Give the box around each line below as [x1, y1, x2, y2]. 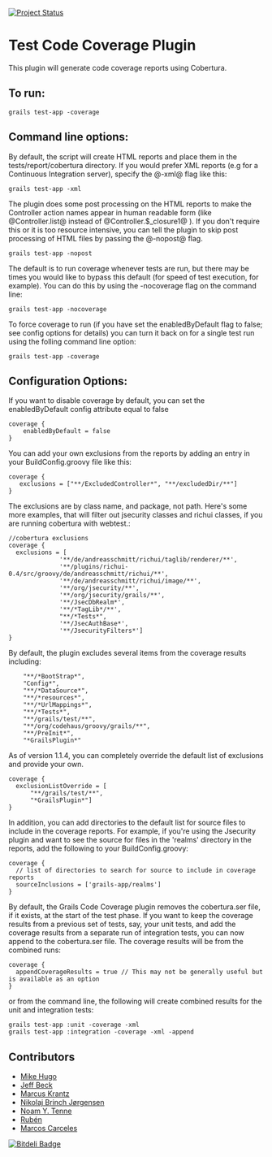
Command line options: [8, 130, 129, 144]
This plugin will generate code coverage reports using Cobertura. [8, 63, 227, 72]
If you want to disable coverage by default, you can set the [8, 396, 205, 405]
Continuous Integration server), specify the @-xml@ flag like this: [8, 169, 227, 179]
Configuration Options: [8, 374, 128, 388]
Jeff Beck [19, 1081, 53, 1090]
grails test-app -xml [8, 184, 82, 193]
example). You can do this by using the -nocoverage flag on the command [8, 280, 257, 290]
